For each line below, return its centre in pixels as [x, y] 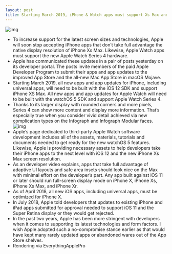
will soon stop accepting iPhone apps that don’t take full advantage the [88, 44]
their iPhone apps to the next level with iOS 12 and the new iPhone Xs [86, 153]
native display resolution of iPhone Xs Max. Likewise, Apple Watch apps [89, 50]
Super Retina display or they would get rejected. [63, 213]
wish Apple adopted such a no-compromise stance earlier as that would [89, 229]
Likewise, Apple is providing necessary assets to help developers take [87, 148]
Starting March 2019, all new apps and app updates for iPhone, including [89, 83]
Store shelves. [28, 240]
